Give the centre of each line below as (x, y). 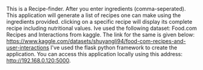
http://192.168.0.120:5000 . (39, 61)
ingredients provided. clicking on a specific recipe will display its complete (99, 22)
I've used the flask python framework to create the (114, 47)
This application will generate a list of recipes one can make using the (94, 15)
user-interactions (28, 47)
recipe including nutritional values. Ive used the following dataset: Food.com (102, 28)
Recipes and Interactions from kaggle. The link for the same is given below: (101, 35)
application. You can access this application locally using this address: (95, 54)
